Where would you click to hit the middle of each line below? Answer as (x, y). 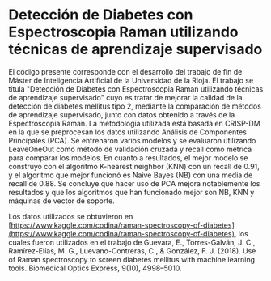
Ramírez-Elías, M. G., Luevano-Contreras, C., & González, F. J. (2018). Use (132, 251)
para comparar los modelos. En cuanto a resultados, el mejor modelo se (128, 158)
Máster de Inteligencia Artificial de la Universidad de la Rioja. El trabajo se (131, 80)
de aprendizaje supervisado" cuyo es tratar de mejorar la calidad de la (125, 97)
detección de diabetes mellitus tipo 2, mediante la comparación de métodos (135, 106)
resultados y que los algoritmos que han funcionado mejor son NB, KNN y (131, 192)
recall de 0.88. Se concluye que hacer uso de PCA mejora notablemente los (134, 183)
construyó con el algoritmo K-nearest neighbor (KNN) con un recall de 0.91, (134, 166)
